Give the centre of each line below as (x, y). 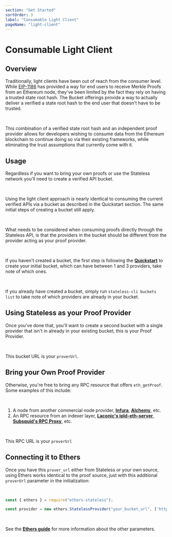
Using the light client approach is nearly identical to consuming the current (84, 199)
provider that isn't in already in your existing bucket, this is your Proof (79, 331)
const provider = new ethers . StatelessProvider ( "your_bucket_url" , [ (81, 509)
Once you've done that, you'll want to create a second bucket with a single (84, 325)
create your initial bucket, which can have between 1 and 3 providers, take (84, 266)
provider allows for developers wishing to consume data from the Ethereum (85, 134)
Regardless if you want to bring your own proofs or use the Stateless (78, 173)
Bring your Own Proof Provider (55, 373)
